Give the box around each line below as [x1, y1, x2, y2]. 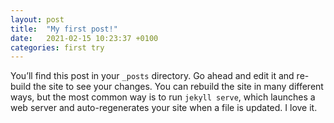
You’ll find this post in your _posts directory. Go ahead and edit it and [10, 70, 295, 82]
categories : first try [10, 42, 105, 53]
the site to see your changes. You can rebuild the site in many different [33, 81, 324, 93]
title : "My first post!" [10, 24, 118, 34]
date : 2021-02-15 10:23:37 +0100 [10, 33, 159, 43]
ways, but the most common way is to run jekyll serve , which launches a [10, 91, 316, 103]
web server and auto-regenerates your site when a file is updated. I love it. [10, 102, 318, 114]
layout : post [10, 14, 65, 25]
